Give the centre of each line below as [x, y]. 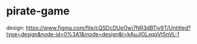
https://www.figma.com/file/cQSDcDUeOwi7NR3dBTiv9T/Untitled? [108, 28]
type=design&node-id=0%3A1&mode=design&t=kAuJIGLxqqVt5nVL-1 [93, 34]
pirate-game [38, 11]
